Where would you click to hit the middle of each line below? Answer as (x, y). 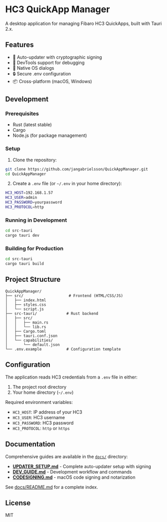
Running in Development (36, 220)
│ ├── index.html (26, 300)
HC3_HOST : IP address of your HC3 (47, 412)
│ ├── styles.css (26, 304)
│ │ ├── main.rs (27, 322)
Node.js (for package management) (50, 135)
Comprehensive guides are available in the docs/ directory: (67, 456)
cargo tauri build (25, 264)
